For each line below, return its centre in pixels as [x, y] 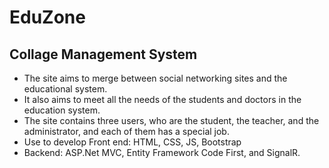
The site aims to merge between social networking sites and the [155, 78]
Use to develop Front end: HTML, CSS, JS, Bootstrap [132, 142]
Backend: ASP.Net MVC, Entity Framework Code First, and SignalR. [162, 152]
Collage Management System [103, 54]
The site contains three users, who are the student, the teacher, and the [171, 120]
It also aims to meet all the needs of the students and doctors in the [162, 99]
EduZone [47, 17]
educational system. [65, 89]
